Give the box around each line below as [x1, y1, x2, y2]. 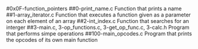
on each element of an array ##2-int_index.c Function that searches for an [6, 18, 190, 24]
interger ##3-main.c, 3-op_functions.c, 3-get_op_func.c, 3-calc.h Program [6, 24, 190, 31]
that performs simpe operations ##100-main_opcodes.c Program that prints [6, 30, 192, 37]
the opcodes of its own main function [6, 37, 98, 43]
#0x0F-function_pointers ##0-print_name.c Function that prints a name [6, 5, 182, 12]
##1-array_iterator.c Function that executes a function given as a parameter [6, 11, 191, 18]
